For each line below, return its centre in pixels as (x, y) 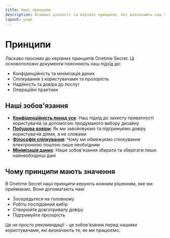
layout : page (19, 19)
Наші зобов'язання (37, 106)
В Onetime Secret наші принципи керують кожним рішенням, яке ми (79, 183)
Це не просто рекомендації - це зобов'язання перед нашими (71, 225)
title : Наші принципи (28, 10)
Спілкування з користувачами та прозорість (61, 79)
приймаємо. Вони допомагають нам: (45, 189)
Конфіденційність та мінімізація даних (54, 73)
